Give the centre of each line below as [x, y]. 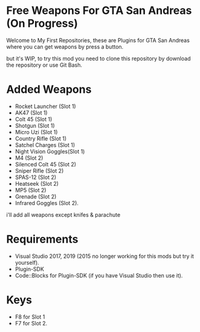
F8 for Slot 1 [30, 317]
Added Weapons [49, 90]
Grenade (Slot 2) [36, 196]
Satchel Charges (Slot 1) [45, 145]
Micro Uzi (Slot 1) [36, 132]
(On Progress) [42, 23]
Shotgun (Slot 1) [35, 126]
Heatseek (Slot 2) [37, 183]
